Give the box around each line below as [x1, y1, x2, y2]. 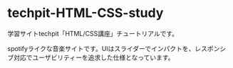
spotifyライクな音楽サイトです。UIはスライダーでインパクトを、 [7, 44, 195, 52]
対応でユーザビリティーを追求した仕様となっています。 [13, 53, 175, 62]
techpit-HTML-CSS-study [7, 5, 164, 21]
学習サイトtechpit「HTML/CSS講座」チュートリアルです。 [7, 29, 179, 38]
